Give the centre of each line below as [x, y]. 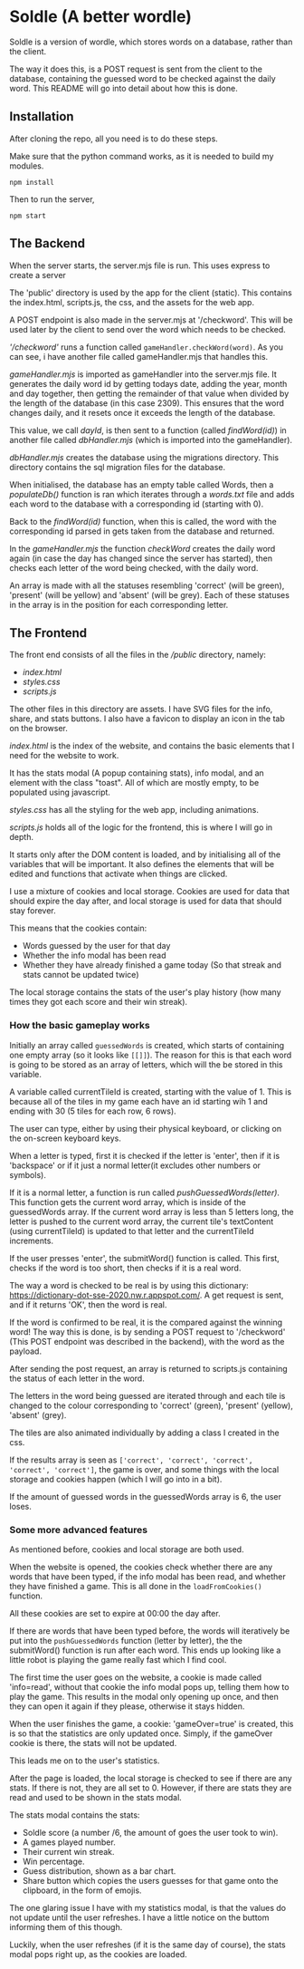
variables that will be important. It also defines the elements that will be [142, 864]
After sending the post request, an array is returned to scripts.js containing [148, 1368]
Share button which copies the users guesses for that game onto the [150, 1880]
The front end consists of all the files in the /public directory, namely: [138, 655]
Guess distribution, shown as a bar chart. [99, 1871]
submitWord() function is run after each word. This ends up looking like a [145, 1650]
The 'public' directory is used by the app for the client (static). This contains [151, 293]
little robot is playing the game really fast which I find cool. [118, 1659]
